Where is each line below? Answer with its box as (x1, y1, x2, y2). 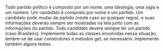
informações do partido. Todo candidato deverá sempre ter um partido (5, 25, 151, 31)
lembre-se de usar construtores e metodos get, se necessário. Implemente (5, 36, 159, 42)
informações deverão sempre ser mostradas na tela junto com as (5, 20, 139, 26)
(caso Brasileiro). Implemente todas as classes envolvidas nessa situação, (5, 31, 158, 36)
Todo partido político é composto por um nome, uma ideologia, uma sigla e (5, 4, 160, 10)
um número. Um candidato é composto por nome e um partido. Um (5, 9, 144, 15)
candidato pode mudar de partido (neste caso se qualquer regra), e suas (5, 15, 155, 20)
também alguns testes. (5, 41, 52, 47)
